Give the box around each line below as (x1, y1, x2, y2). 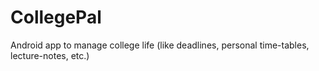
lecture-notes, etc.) (10, 49, 90, 61)
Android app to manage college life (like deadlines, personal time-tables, (10, 39, 310, 51)
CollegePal (10, 6, 102, 29)
